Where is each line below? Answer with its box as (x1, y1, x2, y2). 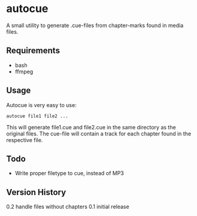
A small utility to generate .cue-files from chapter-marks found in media (6, 22, 184, 29)
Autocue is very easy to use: (6, 101, 77, 108)
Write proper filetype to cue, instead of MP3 (14, 170, 124, 177)
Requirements (6, 46, 60, 56)
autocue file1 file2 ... (6, 113, 68, 119)
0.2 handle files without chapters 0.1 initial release (6, 203, 130, 211)
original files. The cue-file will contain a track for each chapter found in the (6, 130, 192, 137)
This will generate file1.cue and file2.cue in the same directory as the (6, 123, 176, 131)
